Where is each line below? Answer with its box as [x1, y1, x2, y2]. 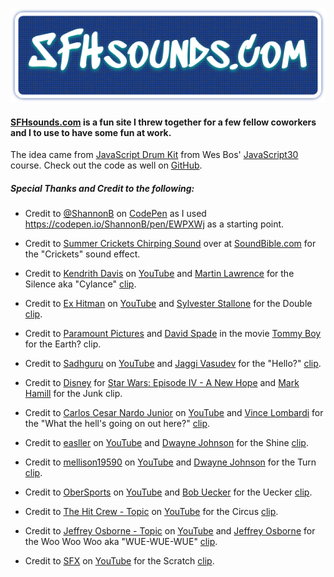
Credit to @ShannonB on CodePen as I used [24, 208, 207, 220]
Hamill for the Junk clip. [24, 388, 123, 400]
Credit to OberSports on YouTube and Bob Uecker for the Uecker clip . [24, 486, 313, 498]
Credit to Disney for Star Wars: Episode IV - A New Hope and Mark [24, 377, 300, 389]
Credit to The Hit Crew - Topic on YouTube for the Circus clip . [24, 506, 279, 518]
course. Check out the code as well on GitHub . [10, 159, 203, 172]
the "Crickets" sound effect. [24, 248, 141, 260]
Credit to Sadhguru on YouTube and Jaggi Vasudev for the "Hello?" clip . [24, 358, 322, 370]
